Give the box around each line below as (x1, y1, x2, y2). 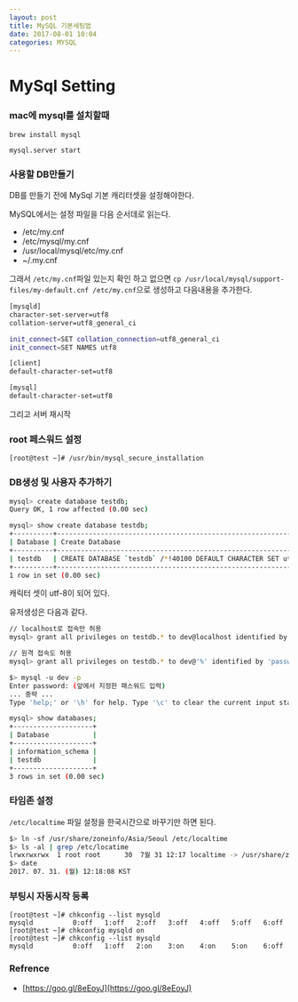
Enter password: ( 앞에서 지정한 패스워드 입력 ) (9, 681, 166, 690)
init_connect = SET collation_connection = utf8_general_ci (9, 334, 220, 343)
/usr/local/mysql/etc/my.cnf (21, 245, 124, 256)
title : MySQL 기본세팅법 (9, 21, 91, 30)
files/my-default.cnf (9, 286, 90, 295)
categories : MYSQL (9, 37, 77, 47)
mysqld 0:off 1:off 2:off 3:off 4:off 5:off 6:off (9, 918, 284, 927)
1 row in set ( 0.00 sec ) (9, 571, 101, 580)
